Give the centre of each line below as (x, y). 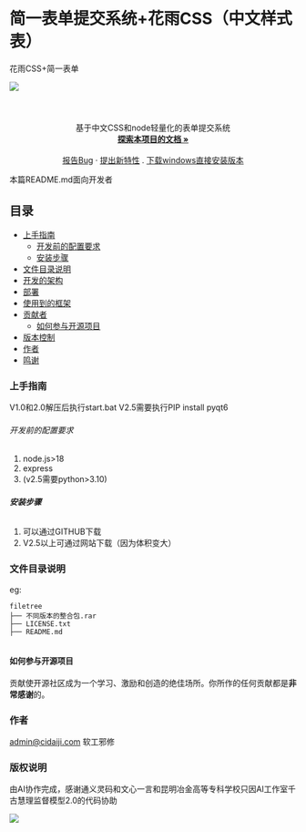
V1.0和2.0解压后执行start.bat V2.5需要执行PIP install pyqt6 (119, 407)
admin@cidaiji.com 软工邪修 (62, 742)
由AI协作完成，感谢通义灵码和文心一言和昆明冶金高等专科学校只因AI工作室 (149, 789)
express (37, 468)
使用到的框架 (46, 303)
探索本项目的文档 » (153, 139)
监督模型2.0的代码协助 (76, 801)
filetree (26, 606)
